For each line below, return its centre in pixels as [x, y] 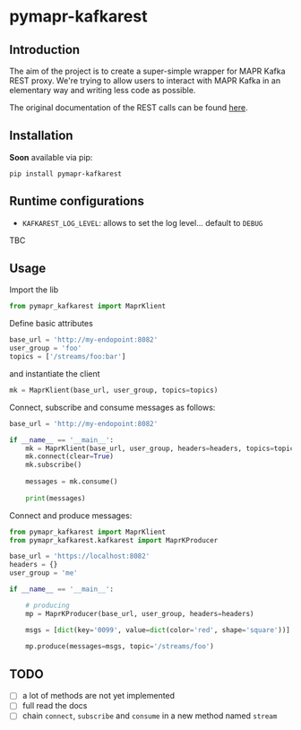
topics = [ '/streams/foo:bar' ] [68, 357]
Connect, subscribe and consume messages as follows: [112, 407]
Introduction [45, 50]
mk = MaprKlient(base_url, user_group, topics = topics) [114, 390]
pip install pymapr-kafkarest [66, 174]
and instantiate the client [55, 373]
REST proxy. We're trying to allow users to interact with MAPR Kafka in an [145, 81]
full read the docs [55, 706]
